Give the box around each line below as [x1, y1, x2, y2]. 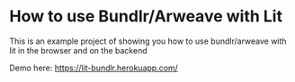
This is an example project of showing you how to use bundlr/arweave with [9, 36, 287, 46]
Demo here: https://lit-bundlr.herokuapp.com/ [9, 62, 178, 73]
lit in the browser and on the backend [9, 45, 147, 55]
